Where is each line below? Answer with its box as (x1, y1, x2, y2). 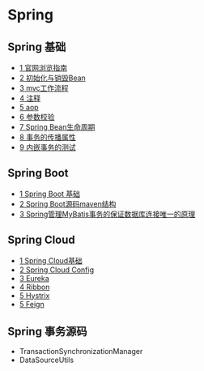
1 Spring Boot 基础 (19, 189, 81, 198)
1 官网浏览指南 (19, 63, 68, 72)
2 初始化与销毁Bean (19, 73, 86, 83)
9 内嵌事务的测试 (19, 143, 76, 151)
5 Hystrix (19, 290, 50, 301)
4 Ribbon (19, 282, 50, 292)
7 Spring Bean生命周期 (19, 122, 96, 131)
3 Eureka (19, 273, 49, 283)
